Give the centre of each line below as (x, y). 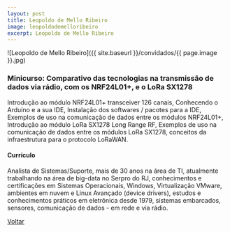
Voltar (16, 221)
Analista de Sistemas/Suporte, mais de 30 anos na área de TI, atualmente (113, 171)
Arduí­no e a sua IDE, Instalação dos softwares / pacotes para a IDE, (104, 109)
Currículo (21, 155)
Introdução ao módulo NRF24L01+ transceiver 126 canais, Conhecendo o (113, 102)
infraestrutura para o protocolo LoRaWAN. (68, 139)
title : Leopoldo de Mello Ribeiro (58, 20)
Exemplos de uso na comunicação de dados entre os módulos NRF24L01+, (115, 117)
